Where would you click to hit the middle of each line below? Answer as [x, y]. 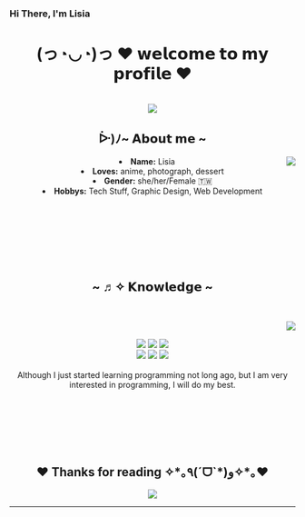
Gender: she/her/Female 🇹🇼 [158, 181]
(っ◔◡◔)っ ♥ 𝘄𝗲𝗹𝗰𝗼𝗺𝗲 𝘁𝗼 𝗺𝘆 [152, 54]
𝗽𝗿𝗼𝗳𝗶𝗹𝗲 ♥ [152, 74]
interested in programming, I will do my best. [152, 385]
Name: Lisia [152, 161]
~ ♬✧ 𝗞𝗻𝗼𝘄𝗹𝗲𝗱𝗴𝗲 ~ [152, 288]
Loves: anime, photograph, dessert [158, 171]
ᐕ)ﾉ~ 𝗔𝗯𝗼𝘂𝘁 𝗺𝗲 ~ [152, 139]
